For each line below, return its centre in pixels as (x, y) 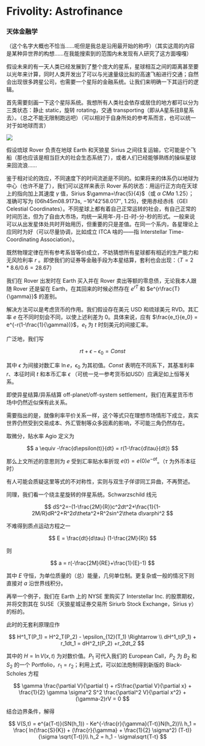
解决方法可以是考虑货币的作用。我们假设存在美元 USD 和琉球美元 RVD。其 (100, 310)
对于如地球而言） (28, 125)
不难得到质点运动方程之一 (38, 526)
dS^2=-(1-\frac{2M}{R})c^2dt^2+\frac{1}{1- (107, 507)
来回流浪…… (22, 165)
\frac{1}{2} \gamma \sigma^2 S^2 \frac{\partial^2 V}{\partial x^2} (100, 692)
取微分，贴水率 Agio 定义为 (40, 436)
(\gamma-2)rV (93, 698)
